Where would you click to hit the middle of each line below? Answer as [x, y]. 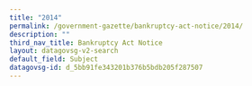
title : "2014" [36, 17]
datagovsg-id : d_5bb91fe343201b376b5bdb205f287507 [106, 68]
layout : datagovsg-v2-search [64, 51]
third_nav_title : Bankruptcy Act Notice [86, 43]
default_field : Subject [54, 59]
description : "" [40, 34]
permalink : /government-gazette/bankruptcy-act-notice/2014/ [126, 26]
